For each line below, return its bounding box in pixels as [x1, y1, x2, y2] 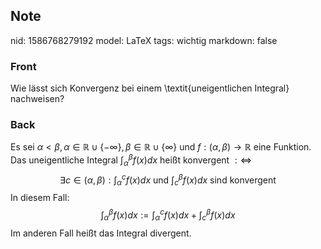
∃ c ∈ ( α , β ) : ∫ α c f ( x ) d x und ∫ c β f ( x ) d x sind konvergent [59, 172, 277, 188]
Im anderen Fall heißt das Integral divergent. [10, 227, 192, 239]
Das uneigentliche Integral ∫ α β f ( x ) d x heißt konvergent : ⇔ [10, 152, 253, 168]
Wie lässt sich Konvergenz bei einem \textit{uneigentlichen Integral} [10, 82, 290, 94]
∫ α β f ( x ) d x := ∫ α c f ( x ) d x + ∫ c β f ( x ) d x [100, 207, 236, 223]
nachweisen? [10, 93, 65, 105]
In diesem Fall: [10, 192, 70, 204]
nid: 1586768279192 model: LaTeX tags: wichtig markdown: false [10, 34, 278, 46]
